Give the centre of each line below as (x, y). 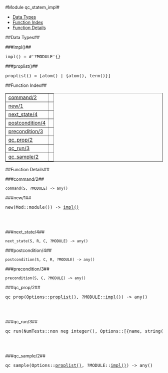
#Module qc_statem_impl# (32, 7)
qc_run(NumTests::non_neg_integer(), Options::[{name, (74, 331)
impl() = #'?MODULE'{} (33, 56)
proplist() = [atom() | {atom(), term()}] (58, 76)
